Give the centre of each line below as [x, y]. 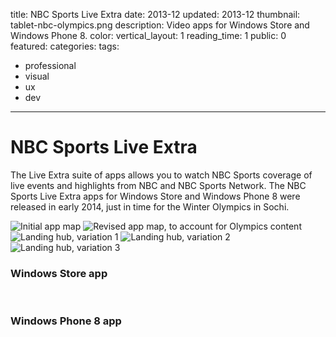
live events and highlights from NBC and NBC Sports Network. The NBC [158, 185]
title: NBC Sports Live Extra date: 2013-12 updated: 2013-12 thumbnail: [155, 14]
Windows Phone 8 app [66, 321]
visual [37, 76]
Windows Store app [59, 273]
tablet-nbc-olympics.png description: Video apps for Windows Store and [160, 25]
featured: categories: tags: [65, 46]
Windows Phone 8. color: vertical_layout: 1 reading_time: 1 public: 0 [148, 35]
